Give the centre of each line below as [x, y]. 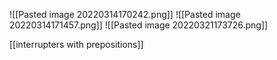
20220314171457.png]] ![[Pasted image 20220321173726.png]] [139, 25]
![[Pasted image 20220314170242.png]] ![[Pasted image [125, 14]
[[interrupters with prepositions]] [76, 44]
